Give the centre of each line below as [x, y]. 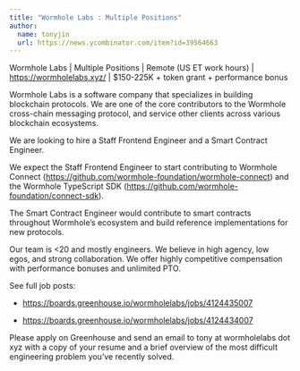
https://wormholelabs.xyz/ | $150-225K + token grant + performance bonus [149, 78]
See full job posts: [43, 286]
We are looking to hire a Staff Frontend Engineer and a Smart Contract [139, 140]
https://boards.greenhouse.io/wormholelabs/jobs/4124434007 [137, 320]
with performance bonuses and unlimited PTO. [95, 268]
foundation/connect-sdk [54, 196]
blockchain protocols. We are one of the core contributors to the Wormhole [148, 105]
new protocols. [37, 232]
